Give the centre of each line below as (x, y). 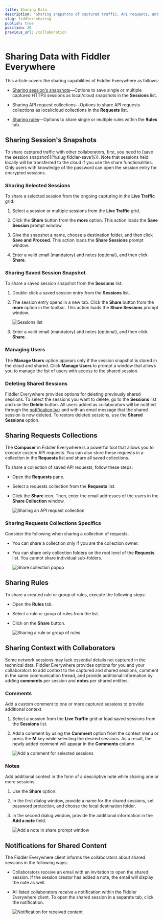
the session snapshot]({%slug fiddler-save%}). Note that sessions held (77, 157)
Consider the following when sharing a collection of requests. (67, 534)
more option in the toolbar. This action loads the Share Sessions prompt (85, 308)
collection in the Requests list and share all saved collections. (67, 458)
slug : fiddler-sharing (28, 19)
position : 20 (18, 28)
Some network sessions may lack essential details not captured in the (75, 660)
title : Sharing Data (26, 10)
